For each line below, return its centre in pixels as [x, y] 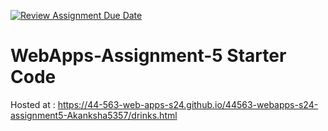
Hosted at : [33, 104]
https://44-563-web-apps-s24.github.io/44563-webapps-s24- [188, 104]
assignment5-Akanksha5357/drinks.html [94, 115]
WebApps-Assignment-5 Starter [148, 56]
